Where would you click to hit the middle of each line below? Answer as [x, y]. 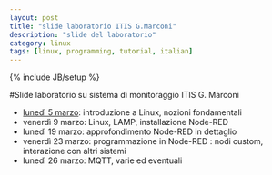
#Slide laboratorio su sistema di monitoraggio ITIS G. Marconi [124, 95]
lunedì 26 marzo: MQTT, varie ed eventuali [102, 160]
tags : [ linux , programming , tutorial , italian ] [101, 52]
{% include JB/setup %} [55, 77]
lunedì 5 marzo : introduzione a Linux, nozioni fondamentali [132, 112]
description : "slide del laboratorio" [83, 34]
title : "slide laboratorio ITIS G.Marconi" [93, 26]
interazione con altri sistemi [74, 151]
